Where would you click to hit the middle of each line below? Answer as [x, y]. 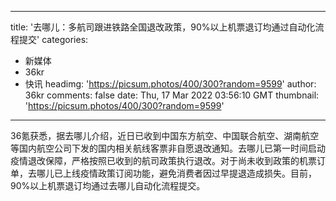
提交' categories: [53, 39]
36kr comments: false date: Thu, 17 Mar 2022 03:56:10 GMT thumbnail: [172, 95]
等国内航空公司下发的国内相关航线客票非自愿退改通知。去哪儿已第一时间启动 [168, 148]
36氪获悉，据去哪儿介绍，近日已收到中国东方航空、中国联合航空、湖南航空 [165, 135]
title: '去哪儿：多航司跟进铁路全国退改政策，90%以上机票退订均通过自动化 [163, 27]
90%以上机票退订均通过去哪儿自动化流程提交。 [108, 185]
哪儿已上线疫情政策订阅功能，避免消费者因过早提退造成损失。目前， [176, 173]
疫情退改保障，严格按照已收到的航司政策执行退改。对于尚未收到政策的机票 [163, 160]
